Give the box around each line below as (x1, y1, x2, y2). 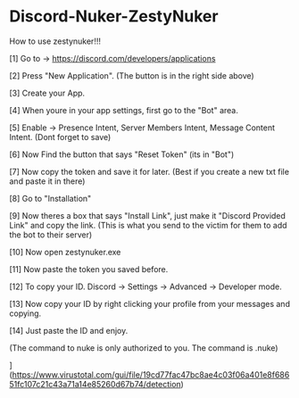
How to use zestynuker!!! (9, 36, 101, 46)
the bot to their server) (9, 229, 93, 240)
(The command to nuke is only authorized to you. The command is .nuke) (9, 342, 278, 353)
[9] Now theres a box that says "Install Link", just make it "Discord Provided (9, 210, 286, 220)
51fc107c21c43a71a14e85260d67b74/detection (9, 378, 181, 389)
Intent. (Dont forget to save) (9, 131, 112, 142)
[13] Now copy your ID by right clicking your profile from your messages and (9, 298, 290, 309)
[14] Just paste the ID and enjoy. (9, 325, 129, 336)
